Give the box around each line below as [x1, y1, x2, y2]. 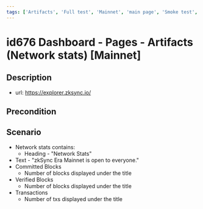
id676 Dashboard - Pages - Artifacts [6, 35, 193, 49]
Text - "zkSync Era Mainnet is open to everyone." [15, 156, 139, 164]
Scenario [6, 127, 41, 137]
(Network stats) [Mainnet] [6, 48, 141, 62]
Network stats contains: [15, 143, 75, 150]
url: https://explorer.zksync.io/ [15, 89, 91, 96]
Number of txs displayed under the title [24, 195, 123, 202]
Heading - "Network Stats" [24, 150, 92, 157]
